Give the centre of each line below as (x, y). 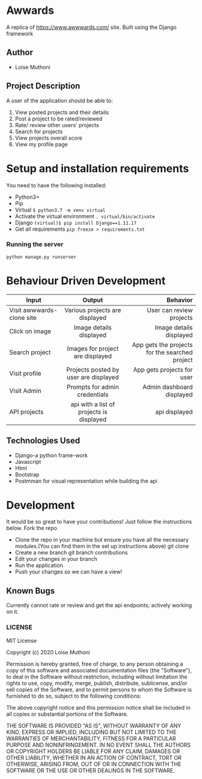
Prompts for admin (93, 387)
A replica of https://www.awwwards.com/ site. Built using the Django (91, 27)
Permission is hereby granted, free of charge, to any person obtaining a (95, 664)
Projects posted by (93, 369)
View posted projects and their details (62, 112)
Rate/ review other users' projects (57, 125)
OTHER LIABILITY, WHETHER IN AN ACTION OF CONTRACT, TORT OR (94, 757)
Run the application (39, 565)
